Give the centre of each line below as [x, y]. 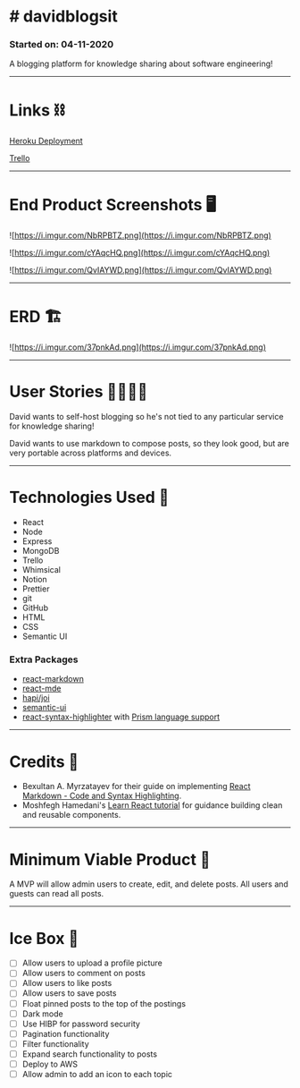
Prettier [36, 589]
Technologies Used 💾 [89, 497]
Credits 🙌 [44, 761]
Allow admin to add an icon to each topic [97, 1074]
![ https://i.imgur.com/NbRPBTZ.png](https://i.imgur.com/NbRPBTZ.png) [141, 235]
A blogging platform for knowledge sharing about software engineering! [142, 64]
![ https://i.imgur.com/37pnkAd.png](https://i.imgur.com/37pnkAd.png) [137, 347]
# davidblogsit [63, 17]
